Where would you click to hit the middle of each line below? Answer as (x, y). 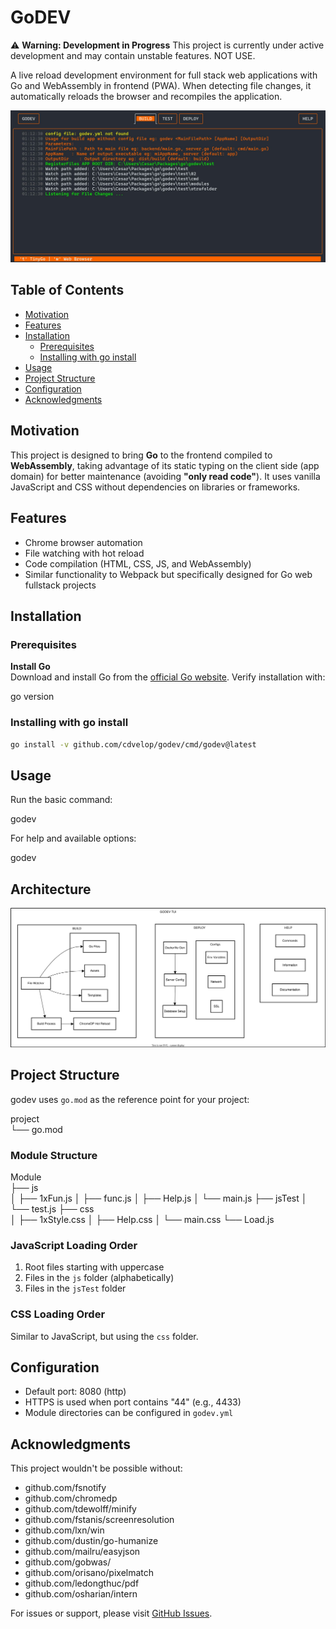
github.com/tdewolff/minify (80, 1509)
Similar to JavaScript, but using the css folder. (104, 1336)
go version (32, 697)
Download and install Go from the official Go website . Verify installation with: (168, 677)
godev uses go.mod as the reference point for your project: (130, 1099)
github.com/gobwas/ (68, 1562)
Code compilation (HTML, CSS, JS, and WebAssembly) (138, 563)
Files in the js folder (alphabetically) (99, 1278)
